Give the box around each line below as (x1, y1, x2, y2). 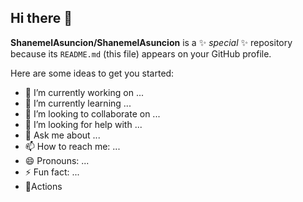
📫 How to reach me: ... (24, 140, 121, 152)
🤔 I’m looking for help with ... (24, 118, 143, 130)
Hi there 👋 (10, 10, 73, 27)
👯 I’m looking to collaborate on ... (24, 107, 161, 120)
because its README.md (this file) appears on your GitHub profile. (10, 47, 272, 60)
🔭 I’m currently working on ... (24, 86, 144, 98)
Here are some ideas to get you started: (10, 67, 175, 79)
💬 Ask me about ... (24, 129, 101, 141)
